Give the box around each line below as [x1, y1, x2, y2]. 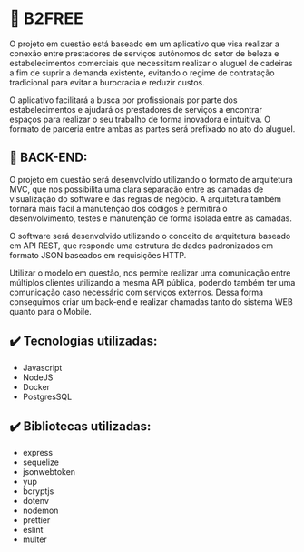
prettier [22, 515, 51, 526]
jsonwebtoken [22, 467, 75, 477]
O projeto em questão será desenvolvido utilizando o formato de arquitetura [9, 174, 293, 185]
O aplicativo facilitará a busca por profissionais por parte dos [9, 95, 238, 105]
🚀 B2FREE [9, 8, 84, 29]
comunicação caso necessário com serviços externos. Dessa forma [9, 286, 264, 297]
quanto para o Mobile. [9, 306, 93, 316]
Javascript [22, 362, 63, 373]
